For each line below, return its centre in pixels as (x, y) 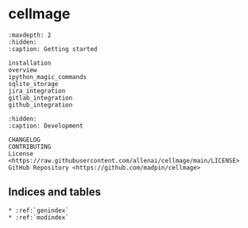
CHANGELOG (25, 140)
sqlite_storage (33, 84)
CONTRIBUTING (30, 147)
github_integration (41, 104)
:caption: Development (46, 126)
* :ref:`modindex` (39, 217)
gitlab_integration (41, 98)
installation (30, 63)
